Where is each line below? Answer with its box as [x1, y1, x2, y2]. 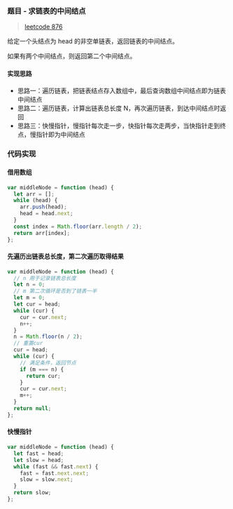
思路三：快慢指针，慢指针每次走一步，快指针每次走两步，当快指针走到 [17, 121, 220, 130]
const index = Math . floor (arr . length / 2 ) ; [13, 223, 142, 230]
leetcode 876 [24, 22, 63, 31]
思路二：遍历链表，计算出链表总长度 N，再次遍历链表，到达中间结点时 [17, 104, 220, 112]
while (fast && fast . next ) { [13, 463, 99, 470]
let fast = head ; [13, 450, 64, 457]
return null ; [13, 405, 52, 412]
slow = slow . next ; [20, 476, 73, 483]
